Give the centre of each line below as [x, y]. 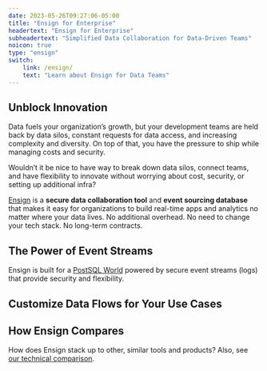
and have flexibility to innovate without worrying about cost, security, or [127, 176]
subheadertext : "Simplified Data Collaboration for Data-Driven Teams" [130, 38]
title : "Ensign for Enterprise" [62, 23]
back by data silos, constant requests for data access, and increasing [123, 135]
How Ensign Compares [66, 331]
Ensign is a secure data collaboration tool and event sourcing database [128, 200]
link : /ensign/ [48, 68]
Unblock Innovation [58, 108]
